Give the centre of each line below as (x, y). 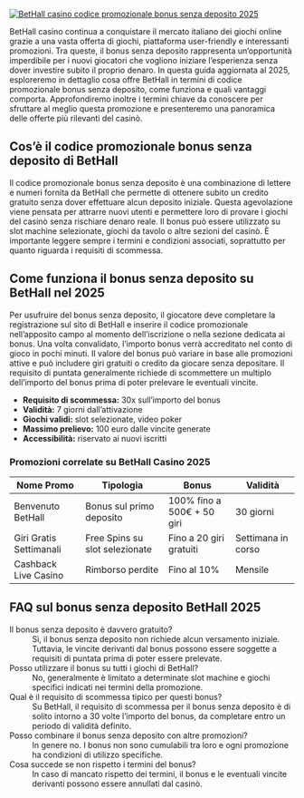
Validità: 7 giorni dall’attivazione (82, 409)
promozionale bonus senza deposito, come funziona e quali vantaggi (138, 89)
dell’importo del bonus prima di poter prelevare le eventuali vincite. (134, 382)
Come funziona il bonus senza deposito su (132, 279)
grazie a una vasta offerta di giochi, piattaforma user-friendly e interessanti (149, 41)
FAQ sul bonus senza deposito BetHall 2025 (135, 608)
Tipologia (123, 485)
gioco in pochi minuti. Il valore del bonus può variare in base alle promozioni (151, 353)
